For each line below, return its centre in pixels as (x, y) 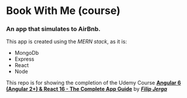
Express (24, 59)
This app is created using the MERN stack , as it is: (67, 41)
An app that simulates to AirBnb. (53, 29)
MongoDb (27, 53)
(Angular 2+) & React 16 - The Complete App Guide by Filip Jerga (87, 89)
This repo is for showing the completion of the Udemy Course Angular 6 (93, 83)
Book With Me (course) (63, 11)
